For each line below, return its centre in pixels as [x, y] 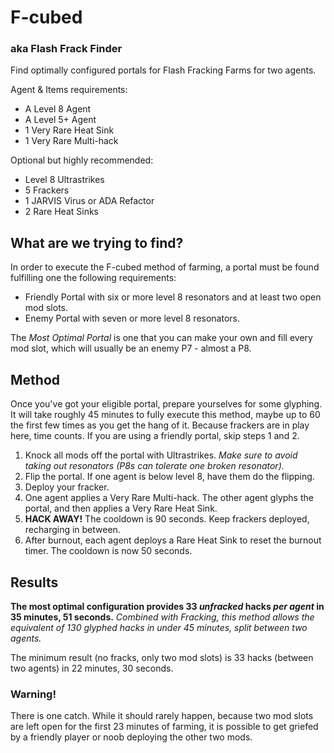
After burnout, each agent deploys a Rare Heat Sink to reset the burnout [173, 540]
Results [34, 582]
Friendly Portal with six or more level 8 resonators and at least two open [173, 297]
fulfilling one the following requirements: [93, 278]
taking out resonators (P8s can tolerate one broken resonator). [154, 466]
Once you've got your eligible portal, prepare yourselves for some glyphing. [166, 404]
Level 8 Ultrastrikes [64, 180]
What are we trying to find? [97, 242]
